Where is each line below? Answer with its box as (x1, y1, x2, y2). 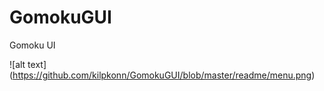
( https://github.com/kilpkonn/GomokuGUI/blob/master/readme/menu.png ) (9, 69, 316, 81)
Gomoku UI (9, 39, 56, 51)
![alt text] (9, 58, 47, 70)
